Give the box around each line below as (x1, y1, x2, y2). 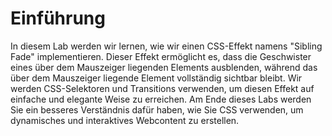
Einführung (10, 7, 106, 30)
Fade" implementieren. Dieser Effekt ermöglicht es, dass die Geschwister (10, 50, 312, 62)
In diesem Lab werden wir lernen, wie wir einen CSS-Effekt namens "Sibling (10, 40, 323, 52)
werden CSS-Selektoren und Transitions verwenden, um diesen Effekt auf (10, 82, 315, 94)
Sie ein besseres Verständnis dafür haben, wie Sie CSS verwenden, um (10, 103, 304, 116)
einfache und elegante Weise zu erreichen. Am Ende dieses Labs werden (10, 93, 312, 105)
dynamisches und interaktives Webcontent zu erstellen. (10, 114, 240, 126)
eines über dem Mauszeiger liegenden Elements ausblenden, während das (10, 61, 318, 73)
